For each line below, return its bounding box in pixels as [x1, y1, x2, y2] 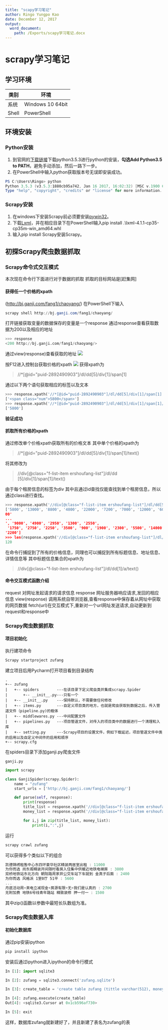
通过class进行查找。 [5, 492, 47, 498]
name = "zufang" [14, 781, 48, 786]
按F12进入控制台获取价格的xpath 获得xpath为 [5, 361, 104, 367]
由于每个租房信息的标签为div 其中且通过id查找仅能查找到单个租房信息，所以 [5, 486, 161, 492]
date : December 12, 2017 [5, 17, 57, 22]
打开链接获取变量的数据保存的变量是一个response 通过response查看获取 [5, 320, 154, 326]
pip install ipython [5, 949, 48, 954]
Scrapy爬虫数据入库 [5, 913, 54, 920]
